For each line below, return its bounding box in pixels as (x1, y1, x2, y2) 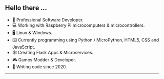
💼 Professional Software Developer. (12, 17, 84, 22)
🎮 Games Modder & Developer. (12, 57, 77, 62)
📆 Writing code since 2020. (12, 63, 67, 70)
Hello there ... (5, 4, 47, 12)
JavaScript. (12, 44, 36, 50)
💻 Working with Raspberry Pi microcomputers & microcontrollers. (12, 22, 145, 28)
